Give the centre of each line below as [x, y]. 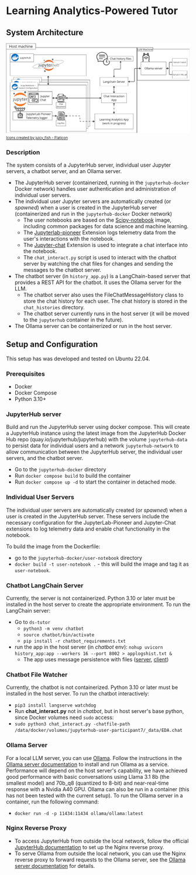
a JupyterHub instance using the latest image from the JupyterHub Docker [96, 433]
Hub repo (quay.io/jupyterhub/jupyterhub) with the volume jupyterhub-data [97, 440]
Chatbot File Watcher [37, 674]
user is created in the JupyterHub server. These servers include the [88, 516]
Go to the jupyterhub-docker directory [60, 469]
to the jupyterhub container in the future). [73, 320]
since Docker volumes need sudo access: [64, 718]
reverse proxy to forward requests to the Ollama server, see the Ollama [100, 859]
